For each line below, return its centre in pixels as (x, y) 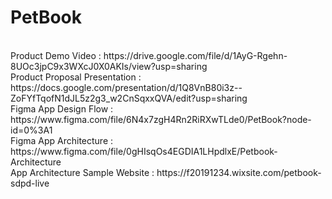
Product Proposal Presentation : (76, 77)
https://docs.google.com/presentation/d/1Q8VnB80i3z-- (126, 87)
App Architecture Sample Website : (82, 172)
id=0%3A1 (31, 130)
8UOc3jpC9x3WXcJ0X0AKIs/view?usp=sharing (109, 66)
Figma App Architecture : (62, 140)
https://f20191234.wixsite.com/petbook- (239, 172)
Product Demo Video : (56, 55)
